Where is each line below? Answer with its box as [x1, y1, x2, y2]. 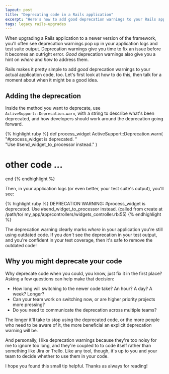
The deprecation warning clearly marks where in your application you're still [5, 227, 163, 232]
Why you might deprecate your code [5, 257, 122, 266]
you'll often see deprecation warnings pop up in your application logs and [5, 41, 158, 47]
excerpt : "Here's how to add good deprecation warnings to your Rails [5, 17, 156, 22]
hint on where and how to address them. [5, 56, 89, 63]
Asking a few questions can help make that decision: [5, 275, 115, 282]
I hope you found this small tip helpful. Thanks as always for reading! [5, 363, 148, 369]
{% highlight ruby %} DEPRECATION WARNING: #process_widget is [5, 201, 146, 206]
